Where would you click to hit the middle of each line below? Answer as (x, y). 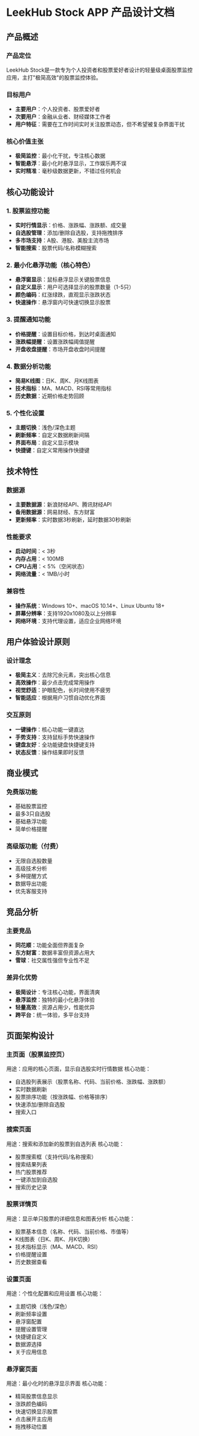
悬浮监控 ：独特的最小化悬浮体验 (55, 999)
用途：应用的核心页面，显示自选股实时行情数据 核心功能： (79, 1069)
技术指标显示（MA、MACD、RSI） (58, 1247)
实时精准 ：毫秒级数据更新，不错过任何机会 (68, 171)
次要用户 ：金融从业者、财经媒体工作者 (63, 117)
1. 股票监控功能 (28, 211)
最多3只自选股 (33, 814)
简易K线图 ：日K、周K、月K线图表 (57, 381)
